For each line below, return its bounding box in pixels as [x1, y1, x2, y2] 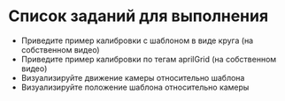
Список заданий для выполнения [8, 6, 269, 26]
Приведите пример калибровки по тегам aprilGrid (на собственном [20, 54, 277, 64]
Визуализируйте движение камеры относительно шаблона [20, 72, 245, 83]
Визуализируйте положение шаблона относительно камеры [20, 82, 250, 92]
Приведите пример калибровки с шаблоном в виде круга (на [20, 35, 254, 46]
